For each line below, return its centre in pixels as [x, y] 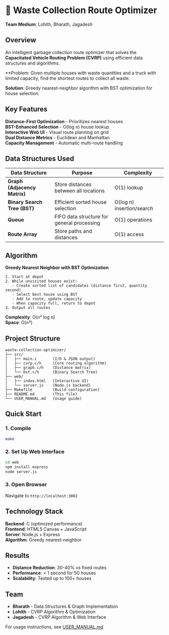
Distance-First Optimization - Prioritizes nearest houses [64, 121]
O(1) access [129, 234]
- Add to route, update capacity [47, 299]
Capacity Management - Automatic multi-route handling [64, 143]
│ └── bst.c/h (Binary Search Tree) [52, 372]
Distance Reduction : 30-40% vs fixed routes [59, 568]
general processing [77, 223]
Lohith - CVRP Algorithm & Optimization [54, 612]
